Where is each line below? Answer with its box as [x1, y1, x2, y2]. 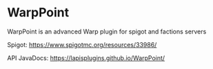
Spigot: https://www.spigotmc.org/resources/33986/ [7, 40, 157, 49]
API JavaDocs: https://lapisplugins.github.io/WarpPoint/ [7, 53, 165, 62]
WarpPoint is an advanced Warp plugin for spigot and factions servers [7, 27, 207, 36]
